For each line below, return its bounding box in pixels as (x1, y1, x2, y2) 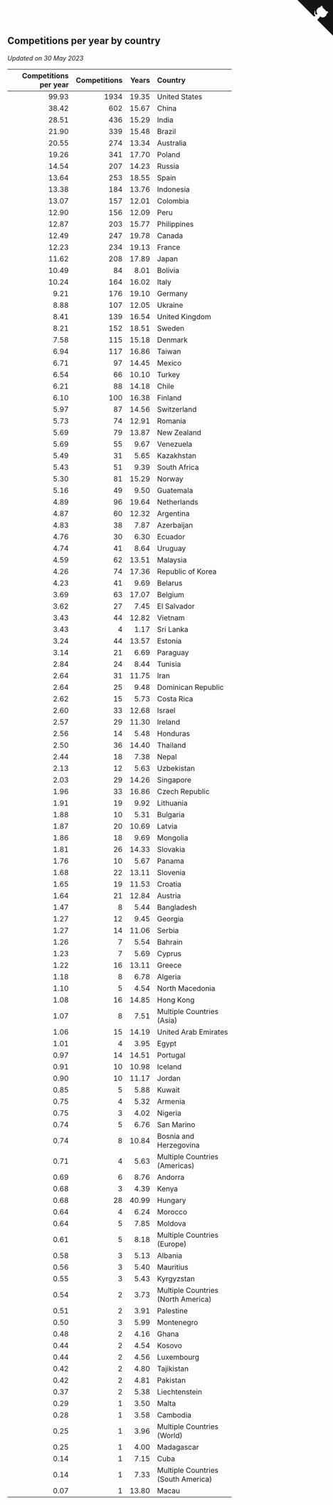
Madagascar (157, 1442, 199, 1452)
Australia (157, 138, 187, 148)
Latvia (157, 821, 178, 831)
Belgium (157, 589, 185, 599)
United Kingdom (157, 311, 211, 321)
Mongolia (157, 832, 189, 842)
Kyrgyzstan (157, 1273, 196, 1283)
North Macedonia (157, 983, 216, 993)
